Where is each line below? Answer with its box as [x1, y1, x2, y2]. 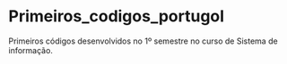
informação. [8, 44, 53, 55]
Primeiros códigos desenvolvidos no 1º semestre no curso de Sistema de [8, 36, 279, 46]
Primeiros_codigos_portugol [8, 6, 225, 27]
